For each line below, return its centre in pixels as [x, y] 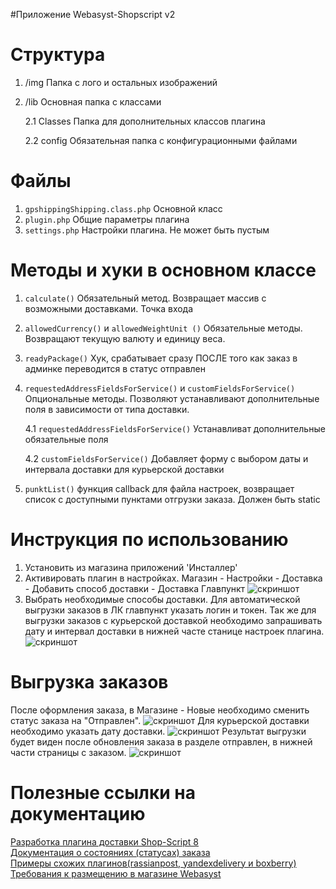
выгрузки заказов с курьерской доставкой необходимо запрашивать [173, 620]
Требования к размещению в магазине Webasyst [116, 873]
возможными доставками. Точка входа [109, 308]
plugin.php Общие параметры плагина [107, 219]
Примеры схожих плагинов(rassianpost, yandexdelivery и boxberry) [153, 863]
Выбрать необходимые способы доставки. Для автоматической [162, 599]
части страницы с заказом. [68, 752]
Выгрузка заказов [89, 681]
